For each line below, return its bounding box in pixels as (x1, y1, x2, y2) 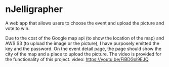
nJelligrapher (5, 3, 63, 15)
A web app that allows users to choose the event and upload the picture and (5, 20, 164, 26)
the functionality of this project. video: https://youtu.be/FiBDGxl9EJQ (5, 56, 149, 62)
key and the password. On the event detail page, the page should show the (5, 45, 162, 51)
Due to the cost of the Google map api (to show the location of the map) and (5, 35, 164, 41)
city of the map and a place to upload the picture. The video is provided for (5, 51, 162, 57)
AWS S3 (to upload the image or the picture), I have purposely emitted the (5, 40, 159, 46)
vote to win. (5, 25, 30, 31)
